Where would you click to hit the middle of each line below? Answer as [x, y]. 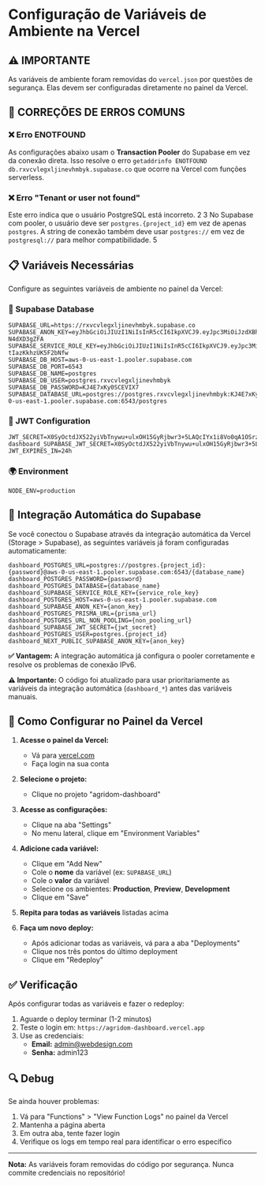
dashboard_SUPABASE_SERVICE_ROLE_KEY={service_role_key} [104, 593]
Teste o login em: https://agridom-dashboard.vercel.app [112, 1027]
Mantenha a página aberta [62, 1124]
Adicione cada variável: [59, 848]
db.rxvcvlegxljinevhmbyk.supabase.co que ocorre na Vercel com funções [127, 169]
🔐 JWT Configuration [49, 421]
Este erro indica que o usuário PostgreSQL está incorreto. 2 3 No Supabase [131, 214]
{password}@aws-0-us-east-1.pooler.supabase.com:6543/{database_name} [127, 572]
